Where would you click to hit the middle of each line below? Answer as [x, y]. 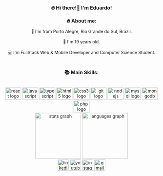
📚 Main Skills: [81, 73]
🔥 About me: [81, 20]
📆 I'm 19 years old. [81, 42]
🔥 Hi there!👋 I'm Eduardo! [81, 8]
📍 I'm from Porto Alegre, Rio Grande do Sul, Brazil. [81, 32]
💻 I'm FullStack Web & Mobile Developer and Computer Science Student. [81, 53]
